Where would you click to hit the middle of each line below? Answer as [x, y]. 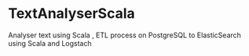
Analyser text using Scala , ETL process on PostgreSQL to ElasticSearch [125, 35]
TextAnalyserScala [71, 14]
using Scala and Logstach [50, 43]
